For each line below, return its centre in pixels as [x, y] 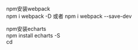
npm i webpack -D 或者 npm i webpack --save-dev [69, 16]
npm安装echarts [26, 29]
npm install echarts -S [33, 35]
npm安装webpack [28, 9]
